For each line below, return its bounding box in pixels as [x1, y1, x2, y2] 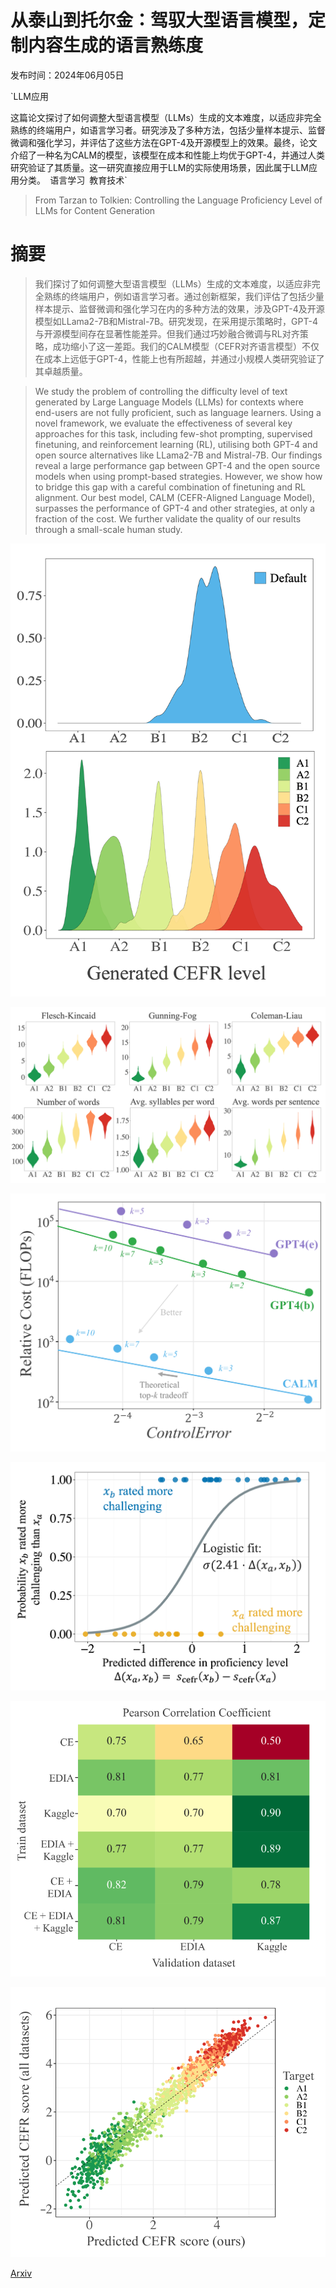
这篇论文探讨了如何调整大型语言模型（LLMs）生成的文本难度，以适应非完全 [10, 111, 322, 123]
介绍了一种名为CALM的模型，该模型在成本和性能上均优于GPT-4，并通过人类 [10, 149, 326, 161]
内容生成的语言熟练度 [28, 34, 204, 57]
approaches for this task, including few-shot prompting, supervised [34, 427, 313, 440]
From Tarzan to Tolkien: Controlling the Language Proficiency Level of [34, 194, 323, 206]
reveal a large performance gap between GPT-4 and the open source [34, 459, 321, 471]
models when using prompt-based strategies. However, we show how [34, 470, 323, 482]
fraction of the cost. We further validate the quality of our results [34, 512, 302, 525]
